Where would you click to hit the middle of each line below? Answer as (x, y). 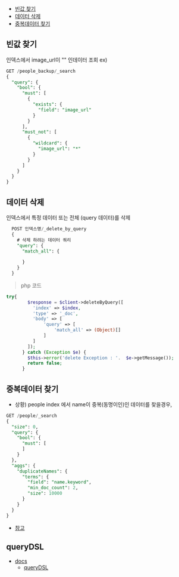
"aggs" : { (23, 465)
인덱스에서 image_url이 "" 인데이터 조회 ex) (57, 60)
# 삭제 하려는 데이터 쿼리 (44, 240)
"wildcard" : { (50, 143)
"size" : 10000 (45, 493)
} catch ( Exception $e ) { (54, 352)
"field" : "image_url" (65, 110)
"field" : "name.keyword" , (60, 482)
